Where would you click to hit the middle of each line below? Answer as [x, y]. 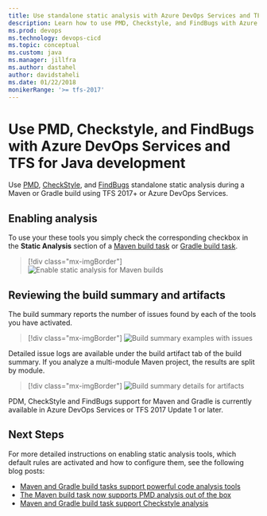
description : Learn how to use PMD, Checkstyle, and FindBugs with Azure [133, 23]
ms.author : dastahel [43, 68]
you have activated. [41, 322]
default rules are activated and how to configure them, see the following [126, 462]
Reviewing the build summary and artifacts [117, 295]
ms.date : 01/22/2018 [43, 82]
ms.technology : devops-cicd [55, 38]
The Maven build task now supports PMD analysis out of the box [126, 494]
